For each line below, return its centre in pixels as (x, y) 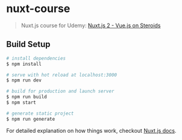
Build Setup (28, 44)
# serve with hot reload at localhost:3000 (62, 75)
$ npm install (24, 64)
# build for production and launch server (60, 91)
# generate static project (40, 113)
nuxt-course (38, 9)
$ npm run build (27, 97)
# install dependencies (36, 58)
